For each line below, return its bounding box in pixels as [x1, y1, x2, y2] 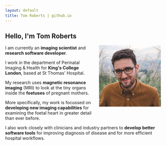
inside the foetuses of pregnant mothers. [5, 90, 89, 96]
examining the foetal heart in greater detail [5, 110, 92, 116]
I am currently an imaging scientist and [5, 45, 86, 51]
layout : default [5, 8, 39, 13]
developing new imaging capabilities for [5, 105, 89, 111]
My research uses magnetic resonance [5, 80, 86, 86]
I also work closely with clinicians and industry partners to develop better [5, 125, 155, 131]
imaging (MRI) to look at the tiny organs [5, 85, 86, 91]
